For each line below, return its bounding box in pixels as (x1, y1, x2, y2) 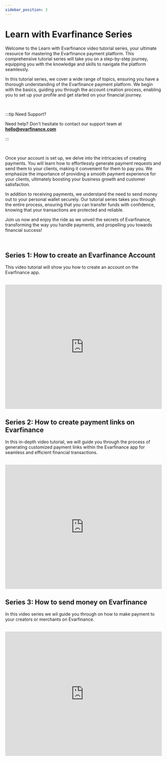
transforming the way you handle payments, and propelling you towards (5, 222, 153, 228)
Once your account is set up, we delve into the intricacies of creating (5, 155, 147, 161)
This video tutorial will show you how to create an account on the (5, 264, 139, 270)
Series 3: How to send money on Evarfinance (5, 598, 148, 606)
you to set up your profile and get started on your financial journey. (5, 92, 143, 97)
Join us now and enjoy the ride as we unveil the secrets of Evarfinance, (5, 216, 152, 222)
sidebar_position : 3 (5, 7, 48, 12)
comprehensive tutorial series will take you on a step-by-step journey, (5, 56, 148, 62)
